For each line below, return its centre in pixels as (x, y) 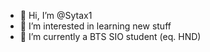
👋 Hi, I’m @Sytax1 (56, 15)
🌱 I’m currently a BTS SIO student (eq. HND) (110, 36)
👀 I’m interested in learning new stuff (95, 26)
